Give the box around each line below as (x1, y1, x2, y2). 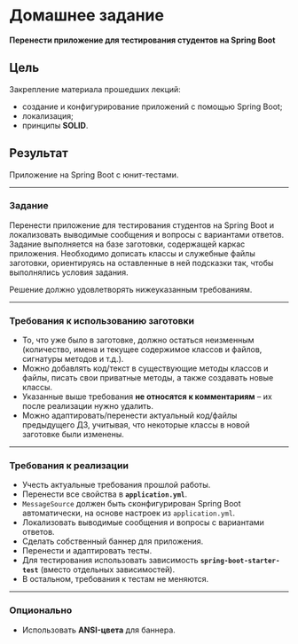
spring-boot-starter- (200, 556, 280, 566)
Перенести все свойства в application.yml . (21, 489, 188, 499)
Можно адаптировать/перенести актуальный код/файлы (21, 410, 238, 421)
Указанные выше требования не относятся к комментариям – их (21, 391, 272, 402)
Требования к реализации (9, 459, 129, 472)
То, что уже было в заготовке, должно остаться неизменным (21, 334, 255, 346)
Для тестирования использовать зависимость (21, 555, 199, 566)
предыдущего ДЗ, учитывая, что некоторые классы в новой (21, 420, 250, 430)
